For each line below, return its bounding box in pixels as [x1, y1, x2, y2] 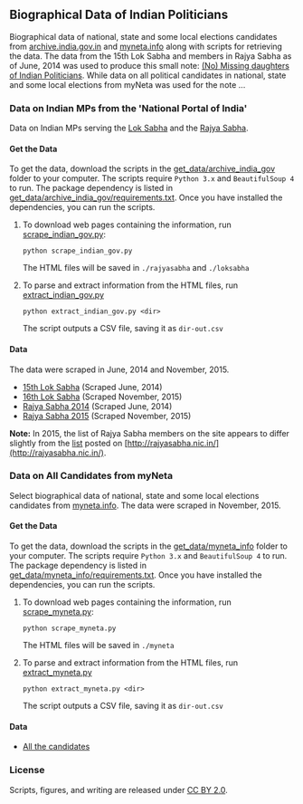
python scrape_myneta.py [22, 624, 117, 633]
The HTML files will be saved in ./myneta [22, 640, 175, 651]
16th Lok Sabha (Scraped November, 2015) [22, 391, 183, 402]
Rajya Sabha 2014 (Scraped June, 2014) [22, 400, 173, 411]
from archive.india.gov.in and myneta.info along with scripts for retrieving [9, 41, 283, 52]
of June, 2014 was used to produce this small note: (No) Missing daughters [9, 60, 289, 71]
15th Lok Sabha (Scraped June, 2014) [22, 381, 163, 392]
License [9, 764, 45, 777]
